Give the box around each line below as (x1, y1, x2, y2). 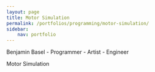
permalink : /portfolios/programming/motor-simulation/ (6, 20, 149, 26)
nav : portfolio (17, 32, 56, 38)
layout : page (6, 9, 40, 15)
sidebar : (6, 26, 29, 32)
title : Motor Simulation (6, 15, 70, 21)
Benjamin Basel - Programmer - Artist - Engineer (6, 48, 129, 56)
